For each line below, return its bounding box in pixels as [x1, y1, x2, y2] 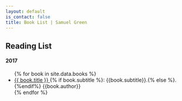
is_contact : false [5, 14, 50, 20]
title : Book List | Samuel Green [5, 19, 87, 25]
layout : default [5, 8, 45, 15]
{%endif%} [14, 82, 42, 89]
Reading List [5, 41, 52, 51]
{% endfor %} [14, 89, 48, 96]
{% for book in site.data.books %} [14, 70, 96, 77]
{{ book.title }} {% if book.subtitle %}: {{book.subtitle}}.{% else [14, 76, 167, 83]
